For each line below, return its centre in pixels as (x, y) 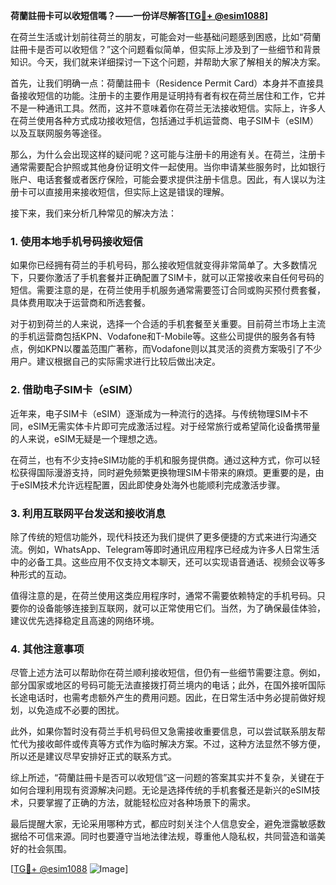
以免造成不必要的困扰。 (76, 710)
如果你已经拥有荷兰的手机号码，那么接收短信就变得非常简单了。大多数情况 (163, 265)
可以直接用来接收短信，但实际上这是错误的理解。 (128, 192)
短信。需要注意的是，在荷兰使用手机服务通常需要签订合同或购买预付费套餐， (168, 290)
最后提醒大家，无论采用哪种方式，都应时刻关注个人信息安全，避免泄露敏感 (163, 824)
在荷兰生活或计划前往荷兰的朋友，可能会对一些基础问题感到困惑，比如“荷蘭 (166, 37)
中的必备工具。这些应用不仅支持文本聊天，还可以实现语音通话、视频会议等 (163, 561)
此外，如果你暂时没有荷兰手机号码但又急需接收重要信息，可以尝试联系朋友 (163, 731)
